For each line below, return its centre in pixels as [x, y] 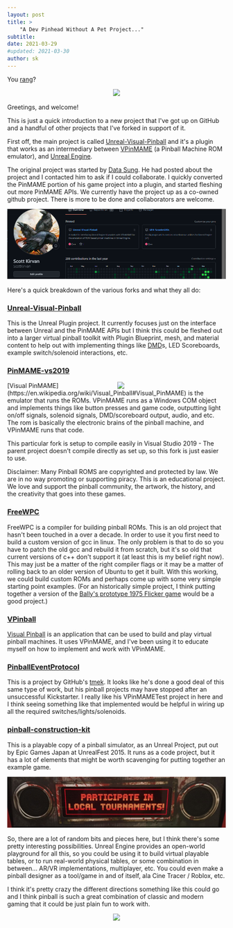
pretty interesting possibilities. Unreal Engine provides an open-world [106, 846]
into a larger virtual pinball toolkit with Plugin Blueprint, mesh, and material [113, 338]
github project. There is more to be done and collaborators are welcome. [111, 199]
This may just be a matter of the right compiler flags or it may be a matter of [115, 564]
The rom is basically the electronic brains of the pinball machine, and [106, 423]
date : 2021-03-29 [32, 44]
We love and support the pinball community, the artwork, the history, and [111, 487]
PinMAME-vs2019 [38, 371]
